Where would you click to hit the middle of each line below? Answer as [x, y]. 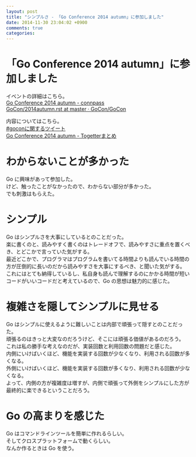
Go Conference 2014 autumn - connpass [55, 103]
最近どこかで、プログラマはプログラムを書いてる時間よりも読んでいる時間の [98, 259]
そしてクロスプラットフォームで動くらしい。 [60, 441]
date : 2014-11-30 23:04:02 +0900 [47, 22]
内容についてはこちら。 [34, 121]
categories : [20, 33]
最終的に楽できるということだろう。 [49, 390]
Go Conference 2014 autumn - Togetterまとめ [61, 136]
